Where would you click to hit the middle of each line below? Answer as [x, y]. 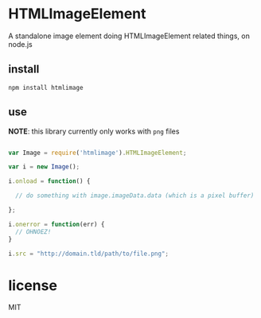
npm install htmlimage [46, 87]
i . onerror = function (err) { [56, 224]
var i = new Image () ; [44, 167]
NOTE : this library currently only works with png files [94, 131]
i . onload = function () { [49, 181]
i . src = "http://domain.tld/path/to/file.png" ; [89, 254]
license [33, 285]
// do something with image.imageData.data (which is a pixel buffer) [135, 196]
